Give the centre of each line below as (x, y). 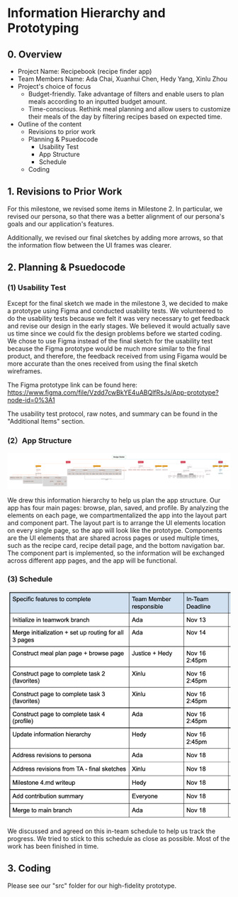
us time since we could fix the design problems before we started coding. (115, 333)
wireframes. (25, 371)
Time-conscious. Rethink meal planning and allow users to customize (129, 109)
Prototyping (43, 28)
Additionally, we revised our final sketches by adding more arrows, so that (115, 237)
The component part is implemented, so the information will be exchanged (116, 553)
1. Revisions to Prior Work (65, 192)
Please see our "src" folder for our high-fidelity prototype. (92, 886)
